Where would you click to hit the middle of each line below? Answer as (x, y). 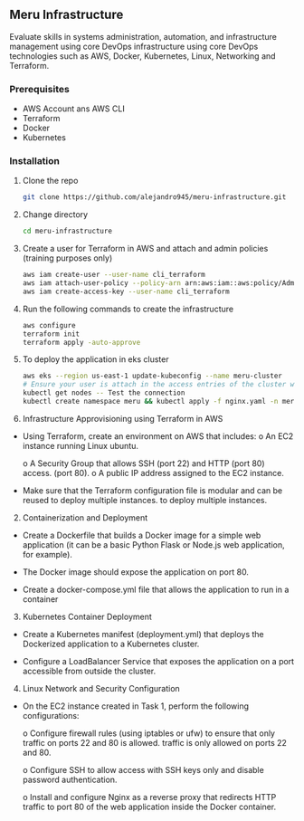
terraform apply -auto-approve (81, 342)
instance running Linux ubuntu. (80, 445)
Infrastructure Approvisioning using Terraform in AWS (123, 418)
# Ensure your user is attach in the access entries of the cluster (154, 385)
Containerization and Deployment (85, 517)
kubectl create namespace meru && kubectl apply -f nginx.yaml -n (150, 402)
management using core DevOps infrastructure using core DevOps (134, 46)
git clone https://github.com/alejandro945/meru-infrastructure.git (154, 197)
